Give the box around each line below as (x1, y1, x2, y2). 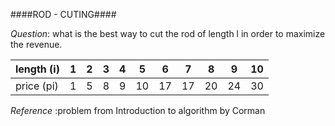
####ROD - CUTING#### (10, 9, 117, 20)
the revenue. (10, 39, 63, 50)
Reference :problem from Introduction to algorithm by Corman (10, 105, 266, 116)
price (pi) (15, 79, 59, 93)
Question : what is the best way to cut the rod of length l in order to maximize (10, 28, 326, 39)
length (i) (15, 62, 60, 76)
